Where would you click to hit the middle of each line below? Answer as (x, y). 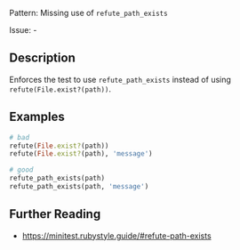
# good (21, 170)
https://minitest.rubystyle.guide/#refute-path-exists (116, 236)
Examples (37, 117)
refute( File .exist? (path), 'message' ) (81, 154)
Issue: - (23, 30)
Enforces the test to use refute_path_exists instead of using (120, 79)
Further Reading (55, 214)
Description (42, 58)
